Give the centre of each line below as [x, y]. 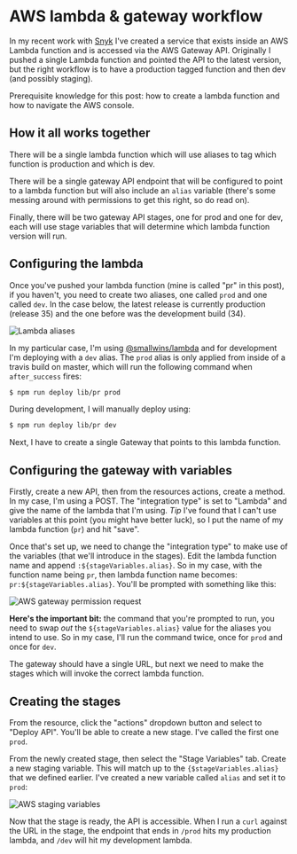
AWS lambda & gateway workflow [136, 16]
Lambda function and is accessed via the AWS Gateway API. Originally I [140, 50]
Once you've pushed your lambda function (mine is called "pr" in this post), [147, 285]
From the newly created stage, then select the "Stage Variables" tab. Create [148, 758]
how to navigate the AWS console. [72, 105]
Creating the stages [65, 701]
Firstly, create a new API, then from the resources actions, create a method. [147, 492]
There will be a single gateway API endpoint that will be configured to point [146, 181]
